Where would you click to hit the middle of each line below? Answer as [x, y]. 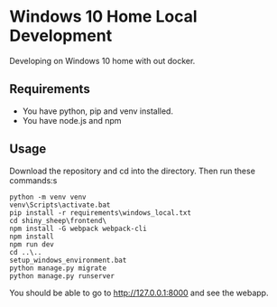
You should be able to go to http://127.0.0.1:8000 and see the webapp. [139, 293]
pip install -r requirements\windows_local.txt [101, 213]
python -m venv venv [48, 197]
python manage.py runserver [62, 276]
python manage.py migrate [58, 268]
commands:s [33, 180]
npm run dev [32, 244]
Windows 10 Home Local [103, 17]
